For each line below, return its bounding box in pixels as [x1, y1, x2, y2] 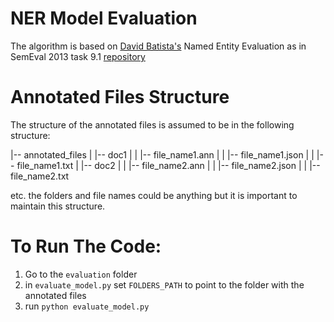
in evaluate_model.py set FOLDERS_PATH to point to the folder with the [24, 278, 305, 291]
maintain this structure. [10, 200, 106, 212]
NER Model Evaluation [10, 7, 198, 30]
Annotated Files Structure [10, 86, 230, 109]
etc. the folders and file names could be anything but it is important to [10, 189, 298, 201]
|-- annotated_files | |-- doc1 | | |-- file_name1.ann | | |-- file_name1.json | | [10, 148, 315, 161]
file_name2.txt [10, 170, 70, 182]
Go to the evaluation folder [24, 268, 138, 280]
